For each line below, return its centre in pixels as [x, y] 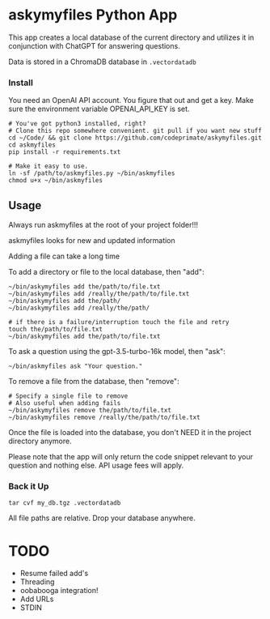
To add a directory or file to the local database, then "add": [106, 272]
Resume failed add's [54, 574]
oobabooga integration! [59, 591]
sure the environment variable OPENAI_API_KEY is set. [99, 109]
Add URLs [37, 599]
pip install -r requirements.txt [65, 152]
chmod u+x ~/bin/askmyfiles [56, 181]
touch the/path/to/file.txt [56, 330]
